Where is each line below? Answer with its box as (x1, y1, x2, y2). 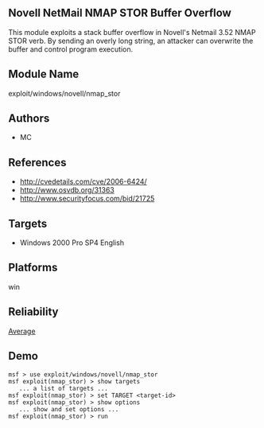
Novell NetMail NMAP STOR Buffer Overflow (8, 6, 232, 20)
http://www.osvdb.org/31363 (19, 185, 115, 195)
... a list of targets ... (18, 384, 109, 392)
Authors (8, 111, 50, 126)
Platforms (8, 261, 58, 274)
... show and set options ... (18, 405, 119, 413)
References (8, 155, 67, 169)
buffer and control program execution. (8, 44, 134, 54)
